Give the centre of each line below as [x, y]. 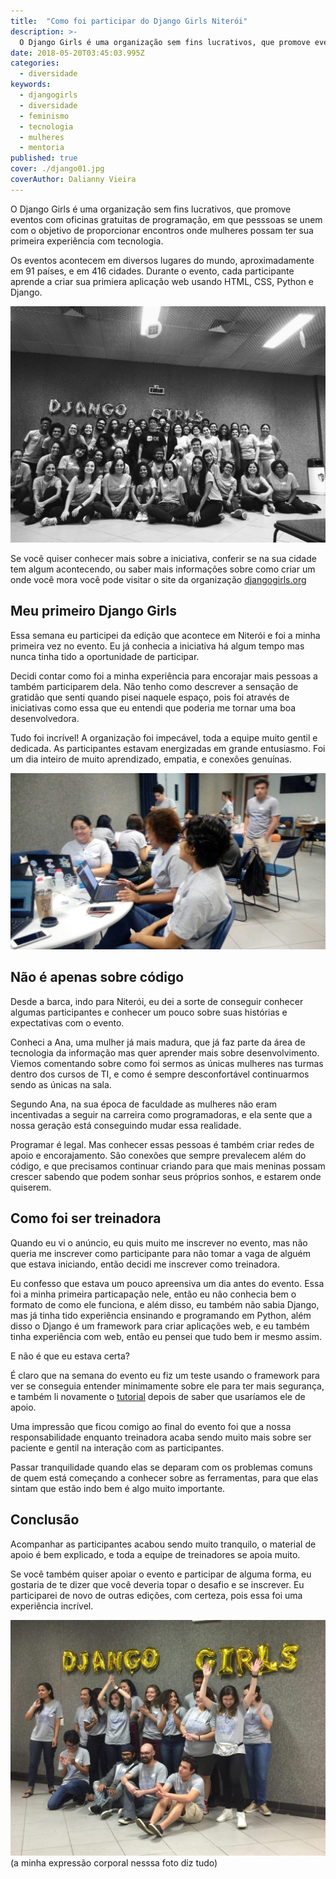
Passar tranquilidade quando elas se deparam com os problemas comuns [162, 1467]
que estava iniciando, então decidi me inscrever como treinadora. [145, 1264]
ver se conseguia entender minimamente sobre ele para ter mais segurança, [167, 1386]
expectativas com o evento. [67, 1022]
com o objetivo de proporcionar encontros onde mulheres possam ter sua [162, 230]
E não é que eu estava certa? [70, 1356]
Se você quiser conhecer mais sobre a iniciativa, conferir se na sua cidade [163, 558]
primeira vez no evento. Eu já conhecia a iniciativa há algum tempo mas [157, 646]
